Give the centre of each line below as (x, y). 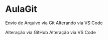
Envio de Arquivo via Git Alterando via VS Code (54, 23)
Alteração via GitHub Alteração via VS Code (51, 32)
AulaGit (21, 9)
